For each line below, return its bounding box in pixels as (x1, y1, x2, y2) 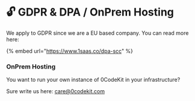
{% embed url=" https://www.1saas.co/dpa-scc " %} (6, 47, 134, 55)
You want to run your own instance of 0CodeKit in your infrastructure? (6, 76, 181, 84)
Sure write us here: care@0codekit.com (6, 88, 105, 95)
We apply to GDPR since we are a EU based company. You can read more (6, 29, 189, 37)
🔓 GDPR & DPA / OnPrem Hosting (6, 5, 175, 19)
